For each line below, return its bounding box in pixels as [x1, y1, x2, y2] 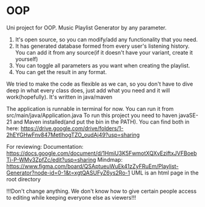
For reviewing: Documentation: [6, 143, 84, 150]
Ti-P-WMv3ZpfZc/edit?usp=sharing [6, 156, 96, 163]
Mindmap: [97, 156, 123, 163]
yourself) [15, 55, 38, 62]
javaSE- [179, 111, 198, 119]
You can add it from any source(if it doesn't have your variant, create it [15, 48, 193, 56]
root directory [6, 175, 41, 183]
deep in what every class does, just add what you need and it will [6, 86, 170, 94]
